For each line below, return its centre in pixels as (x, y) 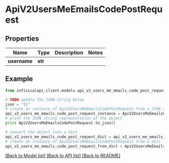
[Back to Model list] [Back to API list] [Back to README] (63, 156)
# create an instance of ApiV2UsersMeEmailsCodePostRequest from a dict (83, 141)
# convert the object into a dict (41, 132)
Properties (22, 38)
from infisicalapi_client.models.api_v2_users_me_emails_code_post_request (86, 91)
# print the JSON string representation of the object (64, 118)
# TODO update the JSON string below (45, 100)
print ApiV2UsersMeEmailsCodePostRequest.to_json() (60, 123)
